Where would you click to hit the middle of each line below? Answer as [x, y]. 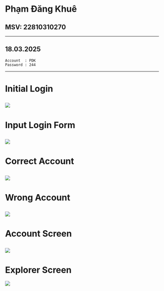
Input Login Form [40, 125]
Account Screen [39, 234]
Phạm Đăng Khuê [41, 9]
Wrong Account [38, 197]
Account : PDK [20, 60]
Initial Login [29, 89]
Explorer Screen [38, 270]
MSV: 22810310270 [36, 27]
